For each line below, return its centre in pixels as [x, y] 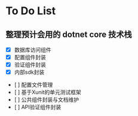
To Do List [31, 11]
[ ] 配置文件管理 [33, 85]
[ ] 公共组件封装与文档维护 [46, 100]
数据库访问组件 [33, 50]
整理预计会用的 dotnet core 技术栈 [69, 34]
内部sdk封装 [29, 72]
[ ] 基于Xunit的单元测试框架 [47, 92]
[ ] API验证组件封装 [38, 107]
